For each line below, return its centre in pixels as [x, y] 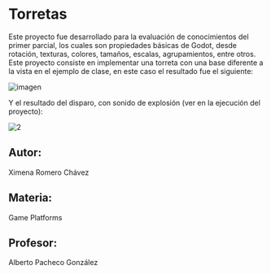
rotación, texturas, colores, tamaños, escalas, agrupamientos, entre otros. [132, 54]
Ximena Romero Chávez [49, 172]
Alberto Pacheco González [53, 263]
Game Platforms [35, 217]
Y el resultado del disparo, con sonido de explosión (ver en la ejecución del [134, 102]
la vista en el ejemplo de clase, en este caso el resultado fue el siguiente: [131, 71]
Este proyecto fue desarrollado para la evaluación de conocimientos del [129, 37]
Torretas [38, 14]
